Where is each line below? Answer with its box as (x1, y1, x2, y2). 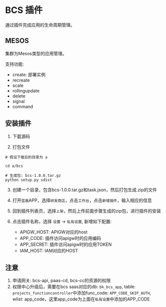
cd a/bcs (5, 163, 23, 168)
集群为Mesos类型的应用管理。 (5, 50, 67, 56)
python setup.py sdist (5, 177, 52, 182)
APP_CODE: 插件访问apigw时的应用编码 (19, 235, 101, 241)
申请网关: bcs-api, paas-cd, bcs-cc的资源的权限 (12, 278, 111, 284)
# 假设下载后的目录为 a (5, 154, 48, 159)
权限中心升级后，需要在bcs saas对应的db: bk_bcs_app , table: (12, 284, 136, 290)
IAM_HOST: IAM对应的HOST (19, 247, 79, 253)
